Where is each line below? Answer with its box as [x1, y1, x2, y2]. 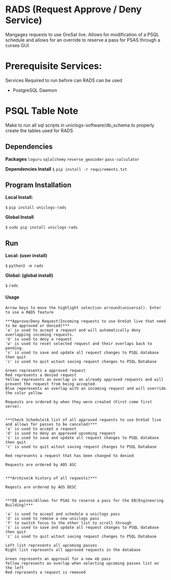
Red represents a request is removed [5, 570, 86, 575]
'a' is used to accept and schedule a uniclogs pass [5, 511, 120, 517]
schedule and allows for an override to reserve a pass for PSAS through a [5, 37, 160, 43]
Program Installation [5, 181, 72, 190]
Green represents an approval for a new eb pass [5, 556, 111, 562]
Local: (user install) [5, 253, 48, 259]
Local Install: [5, 194, 33, 200]
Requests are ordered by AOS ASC [5, 462, 77, 467]
